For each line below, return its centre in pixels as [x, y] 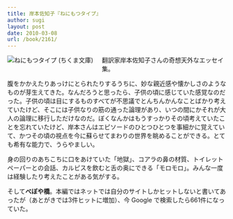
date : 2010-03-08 [32, 33]
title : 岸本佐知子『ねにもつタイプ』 [55, 14]
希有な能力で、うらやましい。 [56, 145]
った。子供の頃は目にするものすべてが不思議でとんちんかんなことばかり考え [116, 101]
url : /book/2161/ [32, 40]
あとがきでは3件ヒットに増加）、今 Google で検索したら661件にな [125, 200]
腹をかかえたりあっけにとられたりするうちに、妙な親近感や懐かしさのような [117, 83]
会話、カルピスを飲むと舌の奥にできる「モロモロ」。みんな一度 [134, 168]
